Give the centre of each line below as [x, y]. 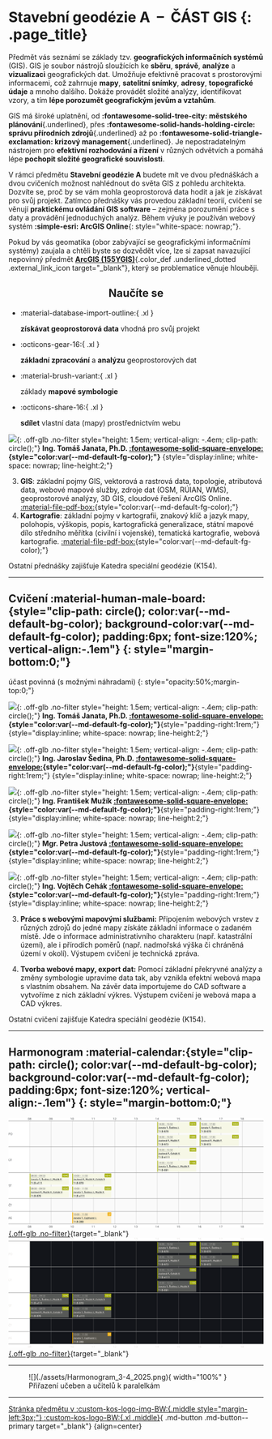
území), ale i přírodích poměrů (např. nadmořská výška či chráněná [132, 944]
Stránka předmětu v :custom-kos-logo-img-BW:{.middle [102, 1409]
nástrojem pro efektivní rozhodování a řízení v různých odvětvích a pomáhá [136, 150]
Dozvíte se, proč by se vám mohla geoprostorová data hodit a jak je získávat [136, 191]
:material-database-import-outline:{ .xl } [87, 313]
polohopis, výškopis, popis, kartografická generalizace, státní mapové [137, 524]
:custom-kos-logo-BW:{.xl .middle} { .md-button [123, 1418]
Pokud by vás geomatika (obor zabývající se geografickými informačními [130, 242]
